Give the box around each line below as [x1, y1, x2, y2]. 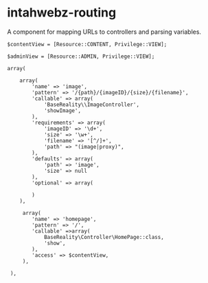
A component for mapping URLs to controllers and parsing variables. [7, 28, 201, 36]
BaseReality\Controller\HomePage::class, [43, 233, 165, 240]
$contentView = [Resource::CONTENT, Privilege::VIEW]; [7, 41, 167, 48]
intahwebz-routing [7, 5, 117, 21]
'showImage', [43, 107, 81, 114]
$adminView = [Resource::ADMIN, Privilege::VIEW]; [7, 53, 155, 60]
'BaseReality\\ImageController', [43, 101, 139, 108]
